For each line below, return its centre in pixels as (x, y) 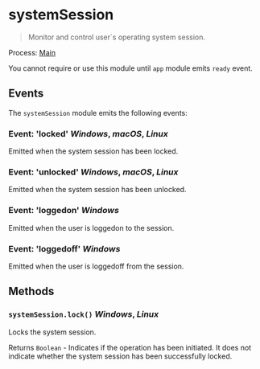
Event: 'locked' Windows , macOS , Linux (89, 133)
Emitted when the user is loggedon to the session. (91, 228)
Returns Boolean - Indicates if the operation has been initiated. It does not (130, 347)
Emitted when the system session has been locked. (93, 151)
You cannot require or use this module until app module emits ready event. (131, 68)
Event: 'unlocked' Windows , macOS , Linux (93, 172)
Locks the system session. (52, 332)
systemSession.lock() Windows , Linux (84, 314)
